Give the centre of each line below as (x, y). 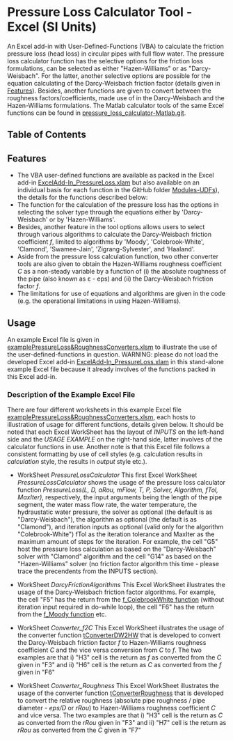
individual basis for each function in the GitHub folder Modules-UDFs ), (118, 190)
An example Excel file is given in (53, 339)
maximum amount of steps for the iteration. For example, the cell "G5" (118, 542)
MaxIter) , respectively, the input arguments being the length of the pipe (120, 497)
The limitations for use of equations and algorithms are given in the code (121, 294)
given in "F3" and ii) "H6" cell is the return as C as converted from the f (119, 665)
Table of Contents (47, 135)
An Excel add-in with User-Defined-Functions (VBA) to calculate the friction (115, 46)
